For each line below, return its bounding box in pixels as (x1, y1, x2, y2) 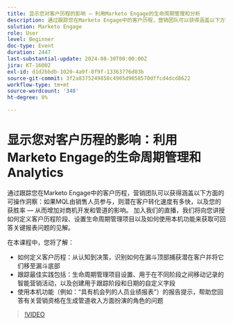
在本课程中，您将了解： (7, 237, 74, 247)
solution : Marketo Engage (7, 23, 82, 30)
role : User (7, 29, 39, 37)
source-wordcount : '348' (7, 87, 79, 94)
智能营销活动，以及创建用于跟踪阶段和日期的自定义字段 (17, 278, 175, 287)
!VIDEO (24, 310, 45, 318)
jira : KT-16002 (7, 62, 51, 69)
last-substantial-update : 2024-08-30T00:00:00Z (7, 56, 148, 62)
